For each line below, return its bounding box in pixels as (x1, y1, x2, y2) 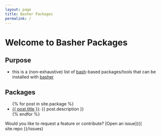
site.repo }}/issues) (5, 126, 44, 132)
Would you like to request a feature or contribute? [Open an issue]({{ (5, 121, 142, 126)
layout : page (5, 7, 32, 12)
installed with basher (12, 74, 54, 80)
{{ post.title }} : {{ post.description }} (12, 106, 84, 112)
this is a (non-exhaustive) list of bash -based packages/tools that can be (12, 69, 156, 75)
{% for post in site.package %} (12, 101, 74, 107)
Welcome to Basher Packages (5, 37, 128, 48)
